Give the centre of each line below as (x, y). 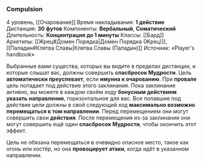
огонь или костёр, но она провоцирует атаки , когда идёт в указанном (98, 149)
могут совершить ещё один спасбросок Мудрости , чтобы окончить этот (101, 124)
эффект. (16, 131)
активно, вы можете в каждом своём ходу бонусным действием (92, 92)
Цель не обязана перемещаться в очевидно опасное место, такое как (98, 143)
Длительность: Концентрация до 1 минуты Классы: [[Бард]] (85, 35)
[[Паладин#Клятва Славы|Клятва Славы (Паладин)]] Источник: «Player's (101, 48)
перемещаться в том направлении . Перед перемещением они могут (98, 112)
